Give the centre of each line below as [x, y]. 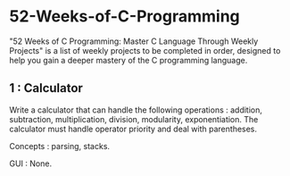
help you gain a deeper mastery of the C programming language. [128, 60]
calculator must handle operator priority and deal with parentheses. [133, 129]
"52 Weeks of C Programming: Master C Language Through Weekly [134, 41]
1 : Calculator [46, 88]
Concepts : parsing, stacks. [59, 146]
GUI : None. [30, 163]
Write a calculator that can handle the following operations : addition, [136, 110]
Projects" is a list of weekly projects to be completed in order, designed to [145, 50]
